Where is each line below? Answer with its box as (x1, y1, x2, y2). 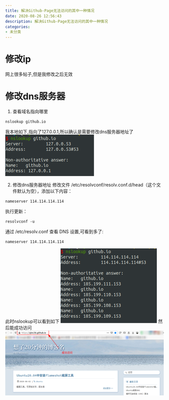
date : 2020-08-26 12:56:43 (5, 13, 62, 19)
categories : (5, 24, 30, 29)
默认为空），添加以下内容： (17, 188, 72, 194)
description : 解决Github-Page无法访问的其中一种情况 (5, 19, 108, 24)
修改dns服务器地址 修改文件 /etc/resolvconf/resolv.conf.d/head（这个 (12, 182, 157, 188)
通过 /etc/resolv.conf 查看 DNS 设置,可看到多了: (5, 229, 104, 235)
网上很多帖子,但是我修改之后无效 (5, 71, 73, 77)
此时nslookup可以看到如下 (5, 319, 60, 324)
